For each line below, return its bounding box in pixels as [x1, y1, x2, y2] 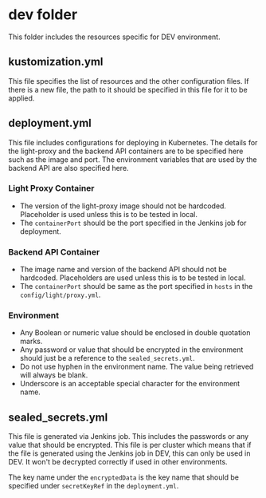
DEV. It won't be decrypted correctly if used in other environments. [8, 457, 229, 467]
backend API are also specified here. [8, 163, 129, 172]
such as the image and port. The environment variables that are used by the [8, 154, 257, 164]
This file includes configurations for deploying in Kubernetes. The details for [8, 137, 258, 147]
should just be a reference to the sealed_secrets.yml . [19, 354, 195, 363]
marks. [19, 337, 43, 346]
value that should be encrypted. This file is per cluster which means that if [8, 441, 252, 450]
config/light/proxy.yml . [19, 290, 101, 300]
